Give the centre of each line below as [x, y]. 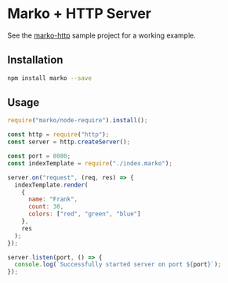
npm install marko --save [49, 78]
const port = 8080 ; [39, 156]
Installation [35, 60]
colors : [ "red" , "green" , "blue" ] [85, 214]
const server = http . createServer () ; [69, 142]
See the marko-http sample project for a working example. [102, 35]
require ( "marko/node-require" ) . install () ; [78, 121]
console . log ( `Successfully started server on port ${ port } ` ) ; [118, 265]
